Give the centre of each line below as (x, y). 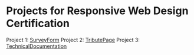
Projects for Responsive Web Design (97, 11)
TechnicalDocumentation (37, 46)
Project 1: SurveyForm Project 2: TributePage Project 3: (73, 40)
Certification (38, 23)
